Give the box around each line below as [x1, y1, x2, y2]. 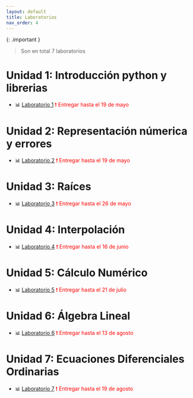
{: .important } [6, 36, 40, 43]
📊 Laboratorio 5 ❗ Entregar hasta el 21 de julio [14, 286, 126, 293]
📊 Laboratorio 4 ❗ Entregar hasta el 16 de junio [14, 243, 129, 250]
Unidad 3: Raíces [6, 180, 91, 193]
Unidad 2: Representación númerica [6, 124, 188, 137]
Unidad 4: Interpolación [6, 223, 125, 237]
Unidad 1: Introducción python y [6, 68, 167, 82]
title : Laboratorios [6, 14, 58, 20]
